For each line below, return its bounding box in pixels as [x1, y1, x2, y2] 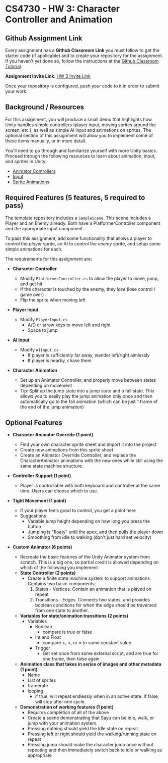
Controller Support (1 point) [12, 473, 71, 479]
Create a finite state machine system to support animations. [27, 575, 151, 581]
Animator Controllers [12, 168, 56, 174]
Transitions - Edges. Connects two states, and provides [35, 597, 150, 603]
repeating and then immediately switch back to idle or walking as [27, 747, 162, 753]
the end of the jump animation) [20, 403, 84, 410]
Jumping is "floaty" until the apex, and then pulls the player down [27, 529, 163, 535]
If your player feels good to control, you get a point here [20, 507, 136, 514]
